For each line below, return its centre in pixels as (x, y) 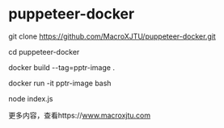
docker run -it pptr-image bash (60, 83)
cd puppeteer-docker (44, 52)
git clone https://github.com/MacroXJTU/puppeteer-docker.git (112, 36)
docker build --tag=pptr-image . (62, 67)
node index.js (31, 98)
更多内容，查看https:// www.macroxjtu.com (80, 115)
